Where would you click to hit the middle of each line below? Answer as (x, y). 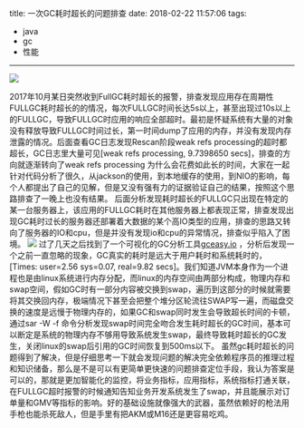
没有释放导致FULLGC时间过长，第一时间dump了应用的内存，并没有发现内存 (151, 131)
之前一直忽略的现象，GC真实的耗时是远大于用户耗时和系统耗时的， (142, 255)
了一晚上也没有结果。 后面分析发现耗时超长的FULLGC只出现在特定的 (161, 199)
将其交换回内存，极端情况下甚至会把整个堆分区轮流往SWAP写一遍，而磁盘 (148, 301)
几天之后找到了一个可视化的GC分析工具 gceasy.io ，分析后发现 (170, 244)
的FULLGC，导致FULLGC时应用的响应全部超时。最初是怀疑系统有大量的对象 (152, 119)
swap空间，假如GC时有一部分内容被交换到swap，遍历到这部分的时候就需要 (150, 289)
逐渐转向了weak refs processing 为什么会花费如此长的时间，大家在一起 (157, 165)
